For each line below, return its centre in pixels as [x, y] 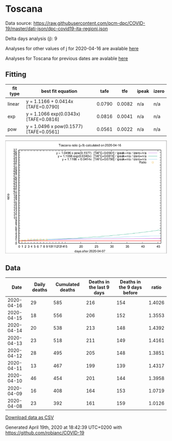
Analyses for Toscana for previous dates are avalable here [67, 58]
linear [13, 104]
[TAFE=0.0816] [43, 119]
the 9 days [130, 287]
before [130, 292]
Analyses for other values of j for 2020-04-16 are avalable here [72, 48]
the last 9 [99, 287]
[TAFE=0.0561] [43, 132]
